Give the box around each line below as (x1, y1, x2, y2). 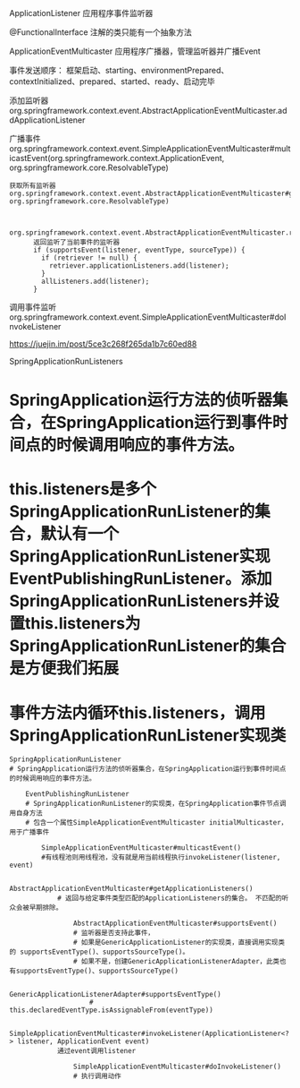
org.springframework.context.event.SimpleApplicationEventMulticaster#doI (9, 312, 287, 322)
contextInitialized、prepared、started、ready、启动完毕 (9, 76, 216, 87)
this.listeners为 (25, 613, 141, 634)
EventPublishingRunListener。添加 (9, 569, 272, 589)
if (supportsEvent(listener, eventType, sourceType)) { (32, 245, 246, 254)
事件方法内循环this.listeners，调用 (9, 702, 266, 723)
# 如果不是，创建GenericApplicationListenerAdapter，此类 (72, 957, 280, 966)
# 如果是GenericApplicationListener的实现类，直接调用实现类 (72, 938, 286, 947)
